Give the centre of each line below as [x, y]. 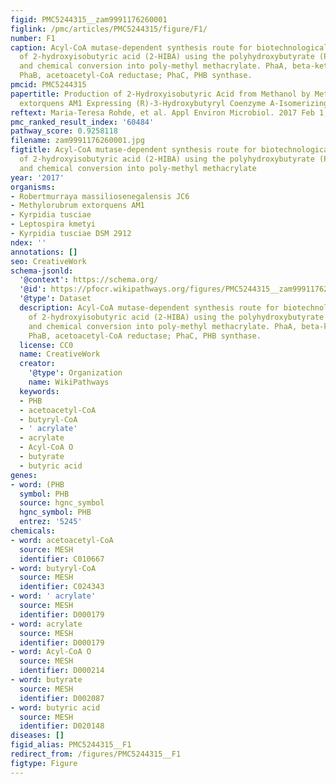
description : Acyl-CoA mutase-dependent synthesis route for [149, 308]
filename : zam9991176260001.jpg [77, 141]
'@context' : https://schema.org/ [89, 280]
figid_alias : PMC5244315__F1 [71, 745]
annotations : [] [44, 252]
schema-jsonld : [42, 271]
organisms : [33, 187]
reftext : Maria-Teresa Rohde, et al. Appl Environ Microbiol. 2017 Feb [162, 112]
